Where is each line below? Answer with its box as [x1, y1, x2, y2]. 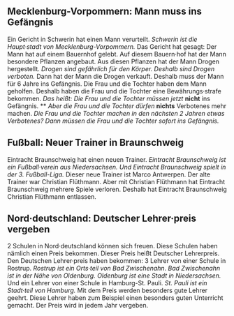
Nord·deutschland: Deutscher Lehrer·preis [7, 213, 197, 225]
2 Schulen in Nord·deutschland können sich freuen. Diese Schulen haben [7, 242, 218, 250]
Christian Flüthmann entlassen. [7, 192, 96, 201]
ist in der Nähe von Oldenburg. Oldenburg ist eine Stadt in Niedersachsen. [7, 271, 221, 280]
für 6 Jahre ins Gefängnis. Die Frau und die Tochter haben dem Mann [7, 80, 207, 88]
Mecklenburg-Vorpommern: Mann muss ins [7, 6, 203, 17]
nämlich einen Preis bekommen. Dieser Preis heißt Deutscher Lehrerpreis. [7, 249, 220, 257]
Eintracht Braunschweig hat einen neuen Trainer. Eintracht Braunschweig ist [7, 155, 226, 163]
